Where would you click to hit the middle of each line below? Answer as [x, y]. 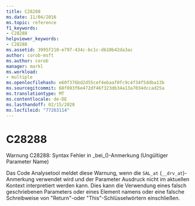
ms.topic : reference [32, 22]
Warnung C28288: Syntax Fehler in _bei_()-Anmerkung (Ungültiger [87, 155]
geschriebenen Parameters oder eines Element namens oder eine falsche [95, 192]
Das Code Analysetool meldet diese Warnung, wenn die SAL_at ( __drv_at [95, 173]
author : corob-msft [30, 55]
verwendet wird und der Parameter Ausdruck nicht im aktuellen [113, 180]
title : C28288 [24, 11]
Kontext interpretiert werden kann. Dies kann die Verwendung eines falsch [96, 185]
